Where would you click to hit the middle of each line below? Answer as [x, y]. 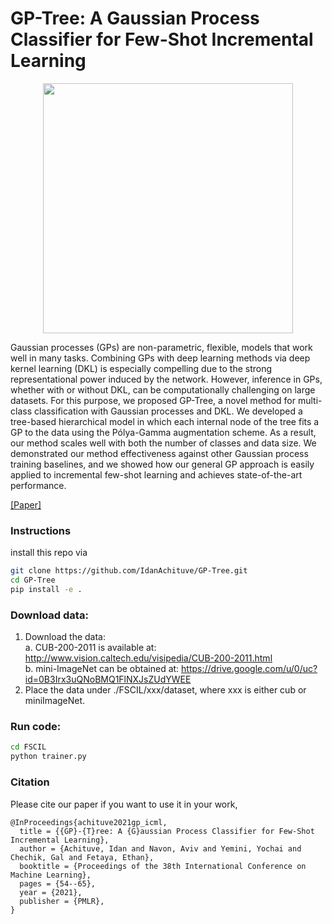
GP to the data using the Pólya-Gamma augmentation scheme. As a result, [163, 432]
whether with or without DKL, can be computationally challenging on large [163, 389]
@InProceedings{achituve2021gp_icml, [89, 822]
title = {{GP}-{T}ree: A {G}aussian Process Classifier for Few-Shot [167, 831]
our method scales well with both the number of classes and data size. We [163, 443]
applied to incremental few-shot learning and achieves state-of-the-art [156, 474]
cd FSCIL [28, 747]
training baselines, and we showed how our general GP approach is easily [162, 464]
